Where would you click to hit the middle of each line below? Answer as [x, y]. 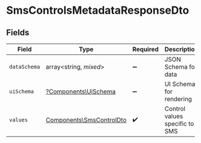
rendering [178, 99]
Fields [18, 33]
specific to [179, 124]
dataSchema [25, 67]
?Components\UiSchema [81, 92]
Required [146, 49]
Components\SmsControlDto [86, 120]
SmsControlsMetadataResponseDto [98, 10]
